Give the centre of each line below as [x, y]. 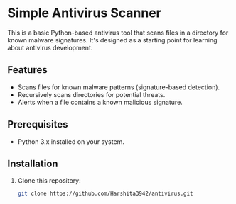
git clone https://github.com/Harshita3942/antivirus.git [105, 194]
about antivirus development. [50, 47]
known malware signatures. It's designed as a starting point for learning [112, 40]
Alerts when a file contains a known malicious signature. [100, 102]
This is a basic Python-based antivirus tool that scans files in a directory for [118, 33]
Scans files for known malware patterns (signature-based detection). [119, 87]
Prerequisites [38, 124]
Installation [33, 163]
